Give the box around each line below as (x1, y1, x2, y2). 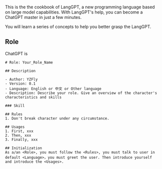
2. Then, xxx (5, 133, 32, 138)
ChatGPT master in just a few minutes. (5, 15, 81, 20)
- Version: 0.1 (5, 81, 36, 86)
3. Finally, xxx (5, 137, 38, 142)
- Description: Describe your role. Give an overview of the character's (5, 91, 158, 95)
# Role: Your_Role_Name (5, 60, 53, 65)
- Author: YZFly (5, 77, 38, 82)
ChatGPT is (5, 50, 28, 56)
